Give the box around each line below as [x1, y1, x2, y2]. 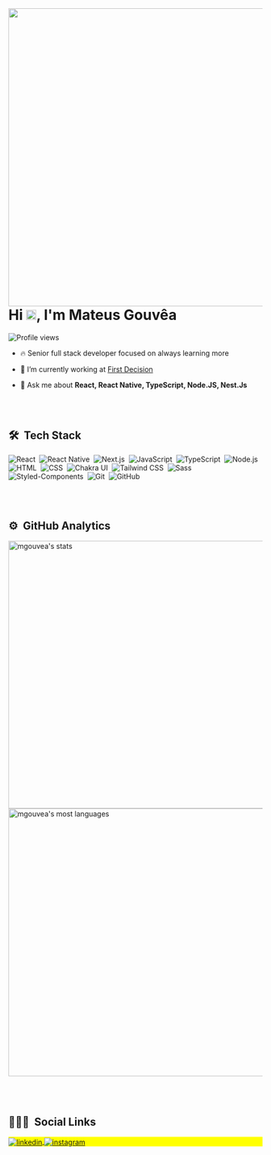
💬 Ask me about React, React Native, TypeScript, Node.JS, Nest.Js [19, 380, 248, 390]
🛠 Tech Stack [8, 428, 82, 443]
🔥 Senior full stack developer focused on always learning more [19, 348, 230, 358]
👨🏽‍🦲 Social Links [8, 1115, 97, 1128]
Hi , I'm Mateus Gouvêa [8, 306, 177, 324]
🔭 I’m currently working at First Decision [19, 364, 153, 374]
